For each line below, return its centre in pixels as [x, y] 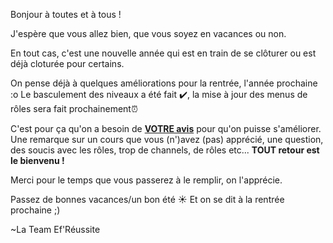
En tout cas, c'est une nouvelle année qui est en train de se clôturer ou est [163, 53]
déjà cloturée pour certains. [67, 63]
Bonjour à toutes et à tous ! [66, 14]
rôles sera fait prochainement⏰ [74, 108]
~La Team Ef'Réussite [55, 229]
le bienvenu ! [37, 160]
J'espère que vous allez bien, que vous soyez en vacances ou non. [148, 33]
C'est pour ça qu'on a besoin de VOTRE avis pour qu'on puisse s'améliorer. [166, 128]
